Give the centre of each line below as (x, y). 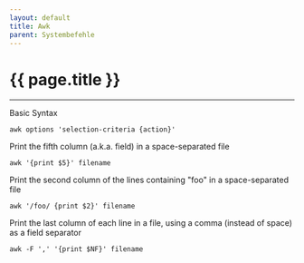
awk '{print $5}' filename (60, 163)
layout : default (40, 18)
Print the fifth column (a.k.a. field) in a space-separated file (119, 147)
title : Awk (30, 26)
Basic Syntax (34, 113)
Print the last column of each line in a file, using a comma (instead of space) (151, 223)
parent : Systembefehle (52, 34)
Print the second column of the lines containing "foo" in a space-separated (149, 180)
